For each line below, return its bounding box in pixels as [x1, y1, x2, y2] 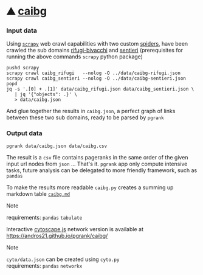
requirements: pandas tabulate [6, 214, 83, 221]
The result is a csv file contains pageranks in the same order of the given [6, 153, 188, 161]
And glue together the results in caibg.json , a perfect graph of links [6, 108, 176, 115]
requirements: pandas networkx [6, 262, 83, 269]
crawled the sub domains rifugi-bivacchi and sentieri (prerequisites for [6, 47, 184, 54]
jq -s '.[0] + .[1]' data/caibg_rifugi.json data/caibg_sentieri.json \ [6, 86, 194, 92]
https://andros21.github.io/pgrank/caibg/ [6, 232, 108, 239]
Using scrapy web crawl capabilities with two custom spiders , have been [6, 40, 188, 47]
